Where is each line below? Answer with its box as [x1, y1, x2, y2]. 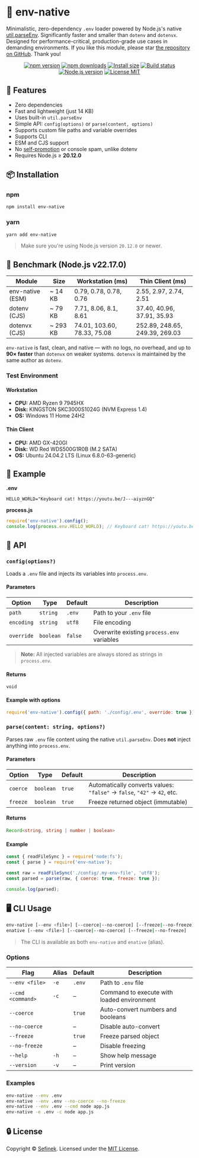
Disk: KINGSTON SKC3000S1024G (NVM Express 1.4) [14, 406, 147, 413]
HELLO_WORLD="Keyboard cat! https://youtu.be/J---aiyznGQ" [6, 496, 155, 502]
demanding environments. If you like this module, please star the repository [6, 44, 191, 51]
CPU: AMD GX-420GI [14, 439, 68, 446]
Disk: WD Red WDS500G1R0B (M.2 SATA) [14, 445, 117, 453]
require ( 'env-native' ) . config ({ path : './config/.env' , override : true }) [6, 710, 195, 715]
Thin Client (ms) [139, 277, 187, 285]
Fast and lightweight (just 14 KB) [14, 107, 94, 115]
